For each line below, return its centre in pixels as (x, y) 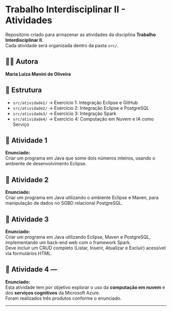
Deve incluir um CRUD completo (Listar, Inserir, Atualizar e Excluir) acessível (86, 248)
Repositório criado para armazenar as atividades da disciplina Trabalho (81, 34)
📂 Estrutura (24, 90)
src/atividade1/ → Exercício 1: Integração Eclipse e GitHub (75, 102)
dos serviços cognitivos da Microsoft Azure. (53, 293)
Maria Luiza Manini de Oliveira (38, 74)
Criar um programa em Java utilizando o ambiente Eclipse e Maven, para (82, 198)
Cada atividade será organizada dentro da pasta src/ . (62, 45)
